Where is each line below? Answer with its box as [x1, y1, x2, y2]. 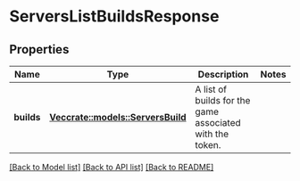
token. [195, 139, 221, 151]
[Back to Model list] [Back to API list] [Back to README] [9, 162, 214, 172]
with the [195, 128, 229, 140]
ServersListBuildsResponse [9, 6, 220, 27]
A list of [195, 83, 228, 95]
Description [197, 69, 249, 80]
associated [195, 117, 241, 128]
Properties [9, 42, 70, 57]
